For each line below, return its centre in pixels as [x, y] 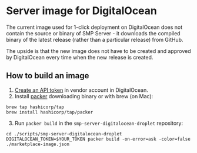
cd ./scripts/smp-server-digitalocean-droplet [64, 134]
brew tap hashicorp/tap [35, 107]
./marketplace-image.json [38, 144]
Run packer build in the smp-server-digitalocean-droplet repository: [99, 123]
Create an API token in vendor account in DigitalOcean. [81, 90]
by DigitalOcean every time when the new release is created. [80, 57]
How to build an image [48, 76]
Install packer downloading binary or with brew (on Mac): [84, 96]
